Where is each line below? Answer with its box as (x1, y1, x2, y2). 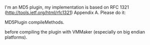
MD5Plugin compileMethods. (4, 19, 64, 25)
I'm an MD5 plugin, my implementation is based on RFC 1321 (4, 4, 129, 10)
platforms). (4, 34, 27, 40)
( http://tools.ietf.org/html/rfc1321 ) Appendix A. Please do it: (4, 9, 126, 15)
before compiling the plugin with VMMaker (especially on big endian (4, 29, 145, 34)
